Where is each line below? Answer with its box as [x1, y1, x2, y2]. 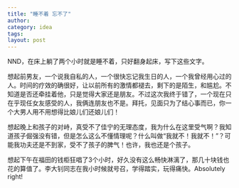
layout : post [7, 37, 46, 44]
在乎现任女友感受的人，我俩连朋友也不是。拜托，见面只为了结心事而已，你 [7, 99, 225, 107]
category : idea [7, 23, 53, 31]
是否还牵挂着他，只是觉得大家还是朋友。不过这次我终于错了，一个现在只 [19, 90, 232, 99]
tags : [7, 30, 23, 38]
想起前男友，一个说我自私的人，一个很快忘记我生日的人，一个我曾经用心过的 [7, 72, 232, 81]
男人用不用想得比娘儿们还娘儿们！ [19, 108, 119, 116]
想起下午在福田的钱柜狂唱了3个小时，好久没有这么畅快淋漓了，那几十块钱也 [7, 155, 230, 164]
